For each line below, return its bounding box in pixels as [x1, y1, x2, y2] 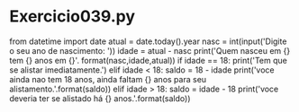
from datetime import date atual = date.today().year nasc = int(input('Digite [9, 36, 287, 47]
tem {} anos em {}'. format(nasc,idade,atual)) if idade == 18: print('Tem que [9, 55, 288, 65]
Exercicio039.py [9, 6, 136, 27]
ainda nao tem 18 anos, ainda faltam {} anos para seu [9, 73, 207, 84]
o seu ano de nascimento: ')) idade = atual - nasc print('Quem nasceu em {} [9, 45, 291, 56]
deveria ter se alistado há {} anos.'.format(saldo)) [9, 92, 191, 104]
